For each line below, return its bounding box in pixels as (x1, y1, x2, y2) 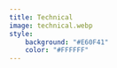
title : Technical (9, 12, 74, 22)
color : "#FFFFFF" (25, 46, 90, 55)
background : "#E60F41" (25, 37, 109, 47)
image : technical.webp (9, 21, 93, 30)
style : (9, 29, 34, 38)
